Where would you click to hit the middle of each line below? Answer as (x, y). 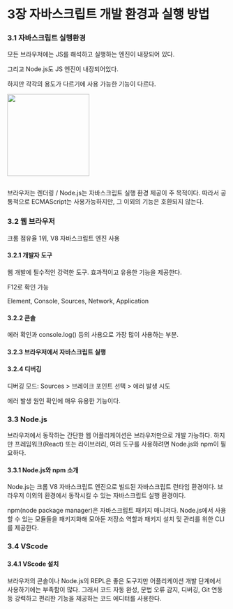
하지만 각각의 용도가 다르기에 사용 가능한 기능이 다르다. (82, 84)
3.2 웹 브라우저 (31, 222)
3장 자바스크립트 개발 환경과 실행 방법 (108, 14)
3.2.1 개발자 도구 (30, 255)
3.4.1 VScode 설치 (33, 564)
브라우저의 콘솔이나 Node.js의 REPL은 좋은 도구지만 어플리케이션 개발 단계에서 (114, 580)
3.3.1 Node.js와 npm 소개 (43, 470)
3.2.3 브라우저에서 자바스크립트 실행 (57, 352)
